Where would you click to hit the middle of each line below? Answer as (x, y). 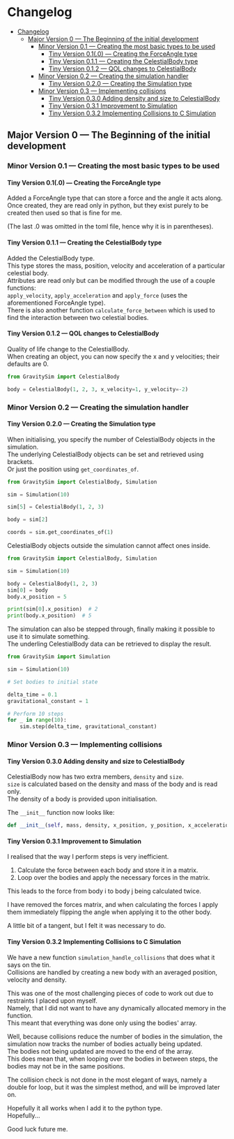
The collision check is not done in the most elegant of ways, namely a (107, 1080)
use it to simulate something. (48, 637)
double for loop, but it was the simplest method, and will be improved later (114, 1087)
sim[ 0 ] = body (28, 590)
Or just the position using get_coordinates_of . (73, 469)
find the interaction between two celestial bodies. (78, 317)
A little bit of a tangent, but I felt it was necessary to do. (87, 926)
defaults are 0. (28, 363)
